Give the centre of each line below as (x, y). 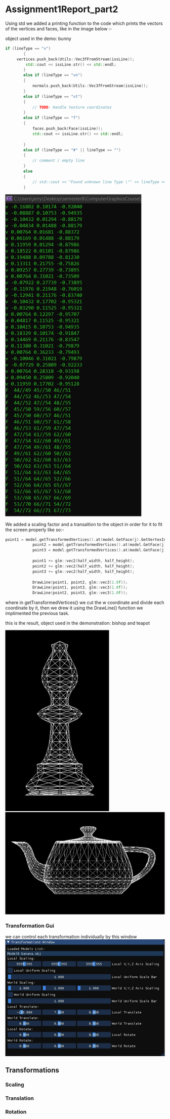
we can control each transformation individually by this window (71, 936)
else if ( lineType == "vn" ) (53, 75)
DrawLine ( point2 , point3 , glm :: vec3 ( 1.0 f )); (80, 593)
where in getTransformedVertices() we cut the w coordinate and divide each (85, 603)
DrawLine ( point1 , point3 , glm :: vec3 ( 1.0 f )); (80, 588)
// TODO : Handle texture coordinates (72, 107)
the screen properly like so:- (35, 530)
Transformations (32, 1070)
